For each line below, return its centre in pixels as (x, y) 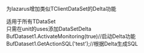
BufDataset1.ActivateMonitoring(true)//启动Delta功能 (71, 36)
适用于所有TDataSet (31, 21)
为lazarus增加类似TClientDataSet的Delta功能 (61, 9)
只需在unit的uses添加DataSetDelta (49, 29)
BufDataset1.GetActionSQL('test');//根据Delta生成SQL (72, 44)
